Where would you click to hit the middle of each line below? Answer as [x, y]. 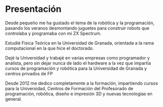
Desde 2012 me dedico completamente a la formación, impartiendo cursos [81, 83]
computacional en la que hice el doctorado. [49, 48]
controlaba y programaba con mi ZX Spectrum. [53, 33]
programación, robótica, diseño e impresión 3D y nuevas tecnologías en [79, 94]
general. [14, 99]
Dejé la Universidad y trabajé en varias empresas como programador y [78, 57]
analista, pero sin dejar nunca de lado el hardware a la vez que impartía [78, 63]
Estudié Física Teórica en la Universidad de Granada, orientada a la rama [80, 43]
